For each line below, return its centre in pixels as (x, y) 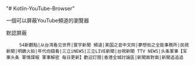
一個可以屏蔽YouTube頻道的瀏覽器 (48, 20)
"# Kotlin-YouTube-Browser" (41, 8)
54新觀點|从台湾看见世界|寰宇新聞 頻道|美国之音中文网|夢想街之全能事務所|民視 (104, 45)
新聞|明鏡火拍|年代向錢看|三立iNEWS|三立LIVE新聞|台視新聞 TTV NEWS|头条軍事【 (95, 51)
